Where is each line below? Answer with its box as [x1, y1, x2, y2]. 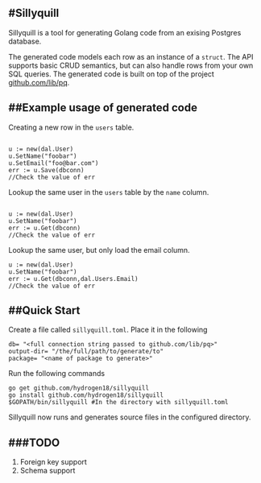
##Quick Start [8, 303, 81, 317]
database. [8, 36, 42, 46]
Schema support [19, 466, 76, 476]
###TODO [8, 436, 60, 449]
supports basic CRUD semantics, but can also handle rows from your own [8, 60, 254, 70]
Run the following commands [8, 369, 106, 378]
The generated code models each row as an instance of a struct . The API [8, 52, 254, 61]
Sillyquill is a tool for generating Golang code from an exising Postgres [8, 27, 242, 37]
